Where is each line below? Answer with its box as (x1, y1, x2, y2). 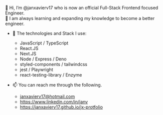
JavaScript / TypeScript (19, 40, 69, 46)
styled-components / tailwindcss (19, 61, 88, 67)
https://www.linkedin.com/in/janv (19, 99, 88, 104)
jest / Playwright (19, 66, 53, 72)
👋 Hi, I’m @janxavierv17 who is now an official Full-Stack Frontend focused (5, 5, 159, 10)
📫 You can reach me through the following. (12, 82, 102, 87)
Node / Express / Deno (19, 56, 67, 62)
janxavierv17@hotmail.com (19, 93, 75, 99)
